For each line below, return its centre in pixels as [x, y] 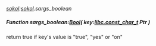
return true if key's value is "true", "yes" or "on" [65, 37]
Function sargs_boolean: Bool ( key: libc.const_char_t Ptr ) [78, 22]
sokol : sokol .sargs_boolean [39, 9]
